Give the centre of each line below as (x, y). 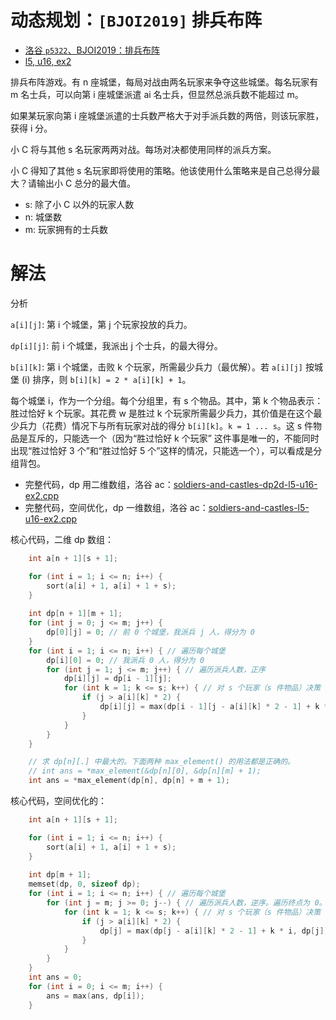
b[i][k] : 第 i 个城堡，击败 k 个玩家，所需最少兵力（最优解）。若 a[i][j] (156, 367)
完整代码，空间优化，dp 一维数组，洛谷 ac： (116, 507)
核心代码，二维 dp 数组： (62, 539)
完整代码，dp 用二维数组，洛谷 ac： (99, 484)
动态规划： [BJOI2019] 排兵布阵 (136, 20)
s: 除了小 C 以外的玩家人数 (79, 204)
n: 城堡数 (43, 217)
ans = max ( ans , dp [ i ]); (95, 996)
